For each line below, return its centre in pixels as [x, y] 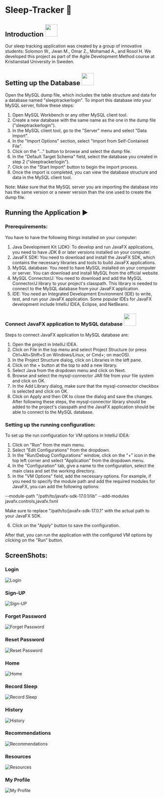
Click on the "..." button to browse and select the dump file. [71, 151]
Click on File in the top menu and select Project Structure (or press [79, 349]
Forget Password [26, 616]
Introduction [24, 34]
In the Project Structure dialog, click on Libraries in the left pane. [77, 360]
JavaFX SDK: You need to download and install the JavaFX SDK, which [83, 257]
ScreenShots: [26, 556]
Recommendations [28, 733]
